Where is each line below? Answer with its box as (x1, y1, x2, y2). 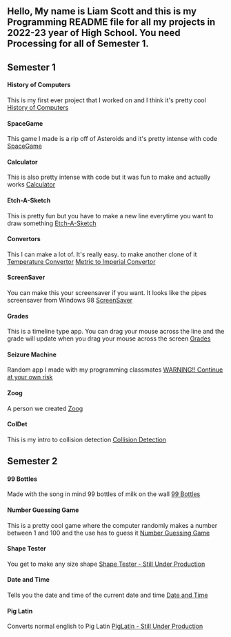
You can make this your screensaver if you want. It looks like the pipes (7, 289, 207, 296)
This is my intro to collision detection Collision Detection (7, 435, 167, 444)
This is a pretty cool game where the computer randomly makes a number (7, 521, 218, 529)
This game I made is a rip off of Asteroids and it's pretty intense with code (7, 135, 218, 143)
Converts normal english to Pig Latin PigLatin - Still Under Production (7, 622, 203, 631)
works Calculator (7, 180, 56, 189)
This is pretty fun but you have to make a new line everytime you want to (7, 211, 214, 220)
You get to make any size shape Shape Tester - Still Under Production (7, 560, 205, 568)
